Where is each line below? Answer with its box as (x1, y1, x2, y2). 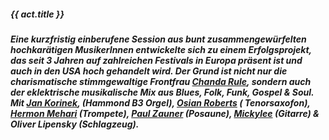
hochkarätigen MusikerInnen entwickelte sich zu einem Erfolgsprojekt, (10, 43, 312, 55)
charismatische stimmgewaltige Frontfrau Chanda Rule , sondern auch (10, 75, 312, 87)
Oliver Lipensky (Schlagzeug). (10, 118, 140, 130)
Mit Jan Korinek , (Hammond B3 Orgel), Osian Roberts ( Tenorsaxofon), (10, 96, 311, 109)
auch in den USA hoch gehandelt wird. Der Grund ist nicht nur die (10, 65, 288, 77)
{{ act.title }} (10, 8, 65, 20)
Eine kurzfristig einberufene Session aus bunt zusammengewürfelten (10, 33, 307, 45)
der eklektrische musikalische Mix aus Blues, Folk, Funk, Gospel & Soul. (10, 86, 315, 98)
